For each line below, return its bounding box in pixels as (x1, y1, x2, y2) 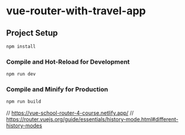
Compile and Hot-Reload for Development (6, 58, 130, 66)
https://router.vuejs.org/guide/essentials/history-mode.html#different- (6, 116, 179, 123)
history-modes (6, 122, 42, 129)
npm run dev (6, 71, 36, 77)
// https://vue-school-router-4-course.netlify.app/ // (6, 109, 134, 117)
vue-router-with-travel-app (6, 4, 146, 18)
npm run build (6, 99, 42, 105)
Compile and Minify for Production (6, 85, 109, 93)
